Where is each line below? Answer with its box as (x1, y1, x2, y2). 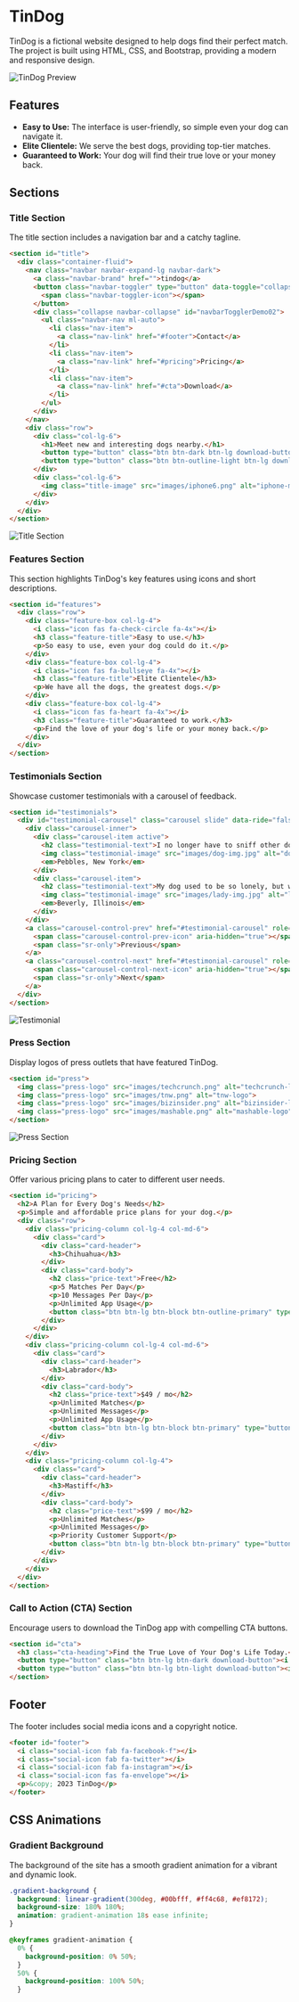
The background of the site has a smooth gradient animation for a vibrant (9, 1859, 278, 1870)
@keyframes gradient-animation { (9, 1936, 133, 1945)
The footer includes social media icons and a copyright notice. (9, 1720, 238, 1731)
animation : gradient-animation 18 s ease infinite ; (17, 1911, 209, 1920)
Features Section (9, 553, 85, 565)
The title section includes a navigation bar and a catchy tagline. (9, 232, 241, 242)
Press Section (9, 1037, 71, 1049)
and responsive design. (9, 54, 95, 65)
